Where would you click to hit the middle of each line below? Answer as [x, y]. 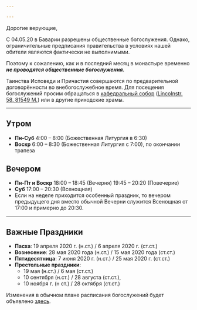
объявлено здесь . [28, 301]
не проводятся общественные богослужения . [65, 69]
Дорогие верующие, [32, 28]
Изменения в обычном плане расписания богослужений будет [85, 295]
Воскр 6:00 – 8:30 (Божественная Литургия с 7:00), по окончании [97, 144]
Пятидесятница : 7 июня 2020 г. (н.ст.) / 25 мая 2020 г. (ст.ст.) [92, 259]
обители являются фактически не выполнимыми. [68, 52]
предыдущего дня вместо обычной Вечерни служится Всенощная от [101, 202]
